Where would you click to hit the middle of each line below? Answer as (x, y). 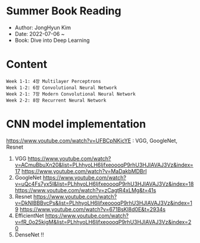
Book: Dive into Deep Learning (52, 40)
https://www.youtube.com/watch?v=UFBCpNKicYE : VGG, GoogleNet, (92, 140)
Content (27, 64)
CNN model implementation (76, 124)
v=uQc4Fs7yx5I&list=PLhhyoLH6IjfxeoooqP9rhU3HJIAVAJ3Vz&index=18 (104, 184)
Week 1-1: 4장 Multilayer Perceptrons (54, 81)
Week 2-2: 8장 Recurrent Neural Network (56, 100)
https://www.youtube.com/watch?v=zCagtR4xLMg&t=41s (85, 190)
